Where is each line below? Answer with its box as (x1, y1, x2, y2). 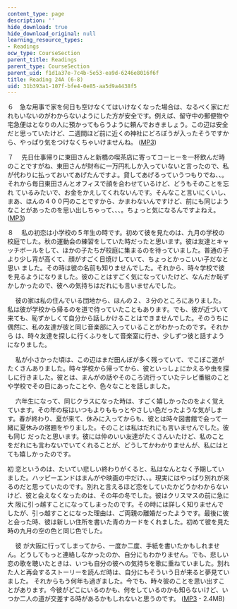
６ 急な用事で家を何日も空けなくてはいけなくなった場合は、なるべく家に (7, 103, 224, 111)
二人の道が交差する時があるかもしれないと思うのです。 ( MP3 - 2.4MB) (19, 594, 225, 603)
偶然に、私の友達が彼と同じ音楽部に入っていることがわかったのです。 (7, 322, 210, 332)
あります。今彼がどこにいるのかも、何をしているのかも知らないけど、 (19, 586, 222, 594)
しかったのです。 (25, 450, 75, 459)
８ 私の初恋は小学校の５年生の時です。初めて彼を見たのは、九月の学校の (7, 229, 225, 237)
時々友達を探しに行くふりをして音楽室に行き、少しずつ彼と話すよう (27, 332, 225, 340)
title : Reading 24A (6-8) (7, 76, 83, 83)
